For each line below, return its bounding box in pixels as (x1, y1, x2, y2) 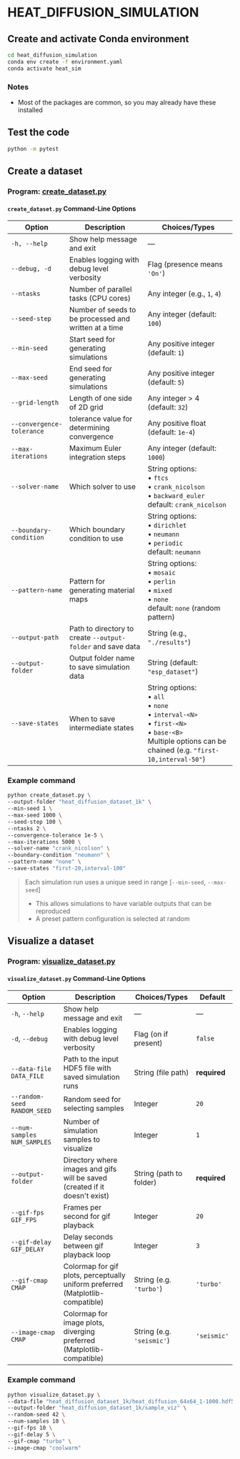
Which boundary (69, 524, 125, 534)
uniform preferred (63, 1280, 124, 1290)
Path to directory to (69, 624, 134, 634)
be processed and (69, 314, 131, 324)
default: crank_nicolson (147, 499, 226, 509)
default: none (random (147, 603, 221, 613)
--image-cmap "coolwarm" (7, 1444, 81, 1451)
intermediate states (69, 723, 134, 733)
